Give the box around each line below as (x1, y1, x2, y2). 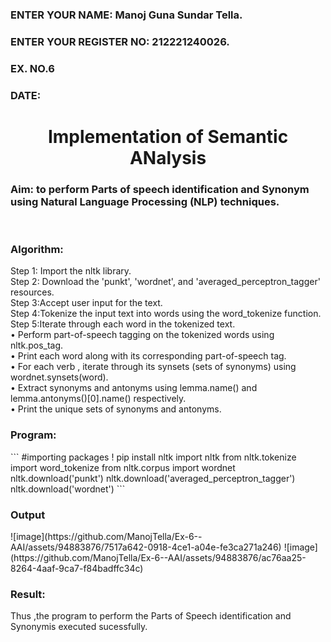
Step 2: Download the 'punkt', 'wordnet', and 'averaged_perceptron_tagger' (10, 276, 321, 288)
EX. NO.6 (10, 61, 55, 75)
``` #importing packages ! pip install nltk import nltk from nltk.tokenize (10, 451, 297, 463)
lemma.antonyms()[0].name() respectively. (10, 393, 187, 405)
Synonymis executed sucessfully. (10, 621, 148, 633)
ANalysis (129, 146, 207, 169)
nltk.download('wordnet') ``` (10, 483, 126, 495)
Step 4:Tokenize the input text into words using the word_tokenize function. (10, 308, 322, 320)
